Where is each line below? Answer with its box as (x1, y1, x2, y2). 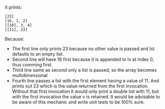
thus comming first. (12, 62, 53, 67)
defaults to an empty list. (12, 51, 64, 57)
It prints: (5, 5, 22, 10)
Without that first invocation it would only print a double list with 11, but (12, 88, 159, 94)
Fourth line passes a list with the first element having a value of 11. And (12, 78, 159, 83)
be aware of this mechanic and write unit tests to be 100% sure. (12, 99, 145, 105)
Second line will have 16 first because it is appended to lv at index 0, (12, 56, 154, 62)
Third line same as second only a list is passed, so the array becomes (12, 67, 157, 73)
